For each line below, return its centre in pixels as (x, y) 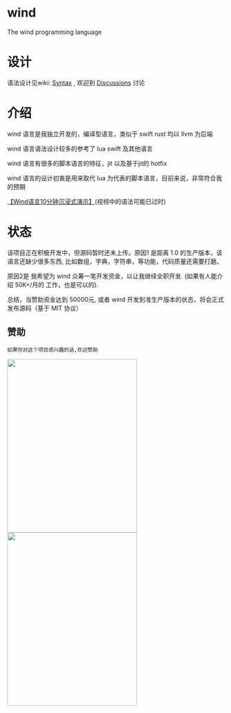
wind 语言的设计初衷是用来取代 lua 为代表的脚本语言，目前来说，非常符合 (112, 178)
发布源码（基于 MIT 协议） (45, 308)
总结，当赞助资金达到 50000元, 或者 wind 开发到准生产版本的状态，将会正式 (116, 299)
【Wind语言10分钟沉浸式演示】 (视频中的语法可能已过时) (86, 201)
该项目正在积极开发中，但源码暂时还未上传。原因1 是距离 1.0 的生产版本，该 (115, 252)
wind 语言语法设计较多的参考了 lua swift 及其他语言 (80, 148)
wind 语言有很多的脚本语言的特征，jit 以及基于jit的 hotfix (87, 163)
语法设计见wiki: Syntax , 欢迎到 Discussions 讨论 (76, 83)
